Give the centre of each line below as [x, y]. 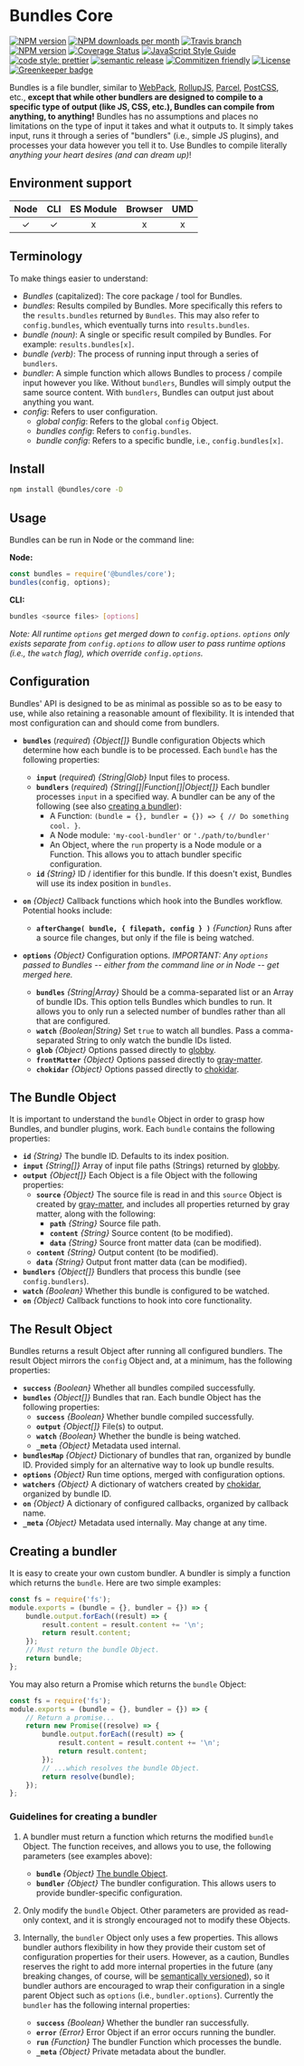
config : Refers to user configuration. [90, 411]
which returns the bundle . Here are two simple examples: [115, 1583]
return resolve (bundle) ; [89, 1777]
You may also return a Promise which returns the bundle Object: [128, 1684]
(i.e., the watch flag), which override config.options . [106, 653]
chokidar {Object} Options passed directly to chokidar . [138, 1069]
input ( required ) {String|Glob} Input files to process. [133, 777]
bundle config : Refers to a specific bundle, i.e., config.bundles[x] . [160, 440]
